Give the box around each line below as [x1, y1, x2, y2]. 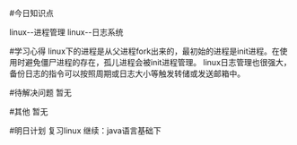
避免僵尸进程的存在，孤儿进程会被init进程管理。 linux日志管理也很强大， [24, 57, 292, 67]
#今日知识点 [9, 8, 54, 18]
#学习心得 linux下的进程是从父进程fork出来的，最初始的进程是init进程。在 [9, 46, 280, 56]
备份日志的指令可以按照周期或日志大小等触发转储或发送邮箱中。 [9, 68, 245, 79]
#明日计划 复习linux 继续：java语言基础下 [9, 125, 162, 136]
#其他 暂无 [9, 107, 48, 116]
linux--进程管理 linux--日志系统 [9, 27, 124, 38]
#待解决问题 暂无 [9, 88, 72, 98]
